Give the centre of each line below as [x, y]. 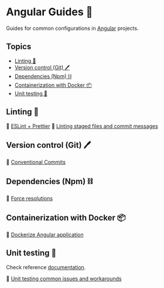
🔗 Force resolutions [30, 198]
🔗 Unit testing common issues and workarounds [64, 279]
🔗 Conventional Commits [36, 162]
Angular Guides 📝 [49, 12]
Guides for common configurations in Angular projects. [72, 28]
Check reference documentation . [46, 267]
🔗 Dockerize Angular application [45, 235]
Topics [19, 47]
